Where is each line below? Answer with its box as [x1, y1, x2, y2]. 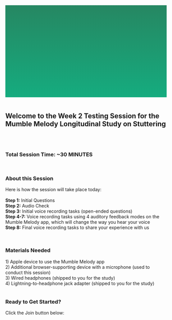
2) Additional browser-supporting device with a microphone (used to [5, 264, 150, 270]
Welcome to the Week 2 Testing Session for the [5, 112, 160, 121]
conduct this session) [5, 269, 51, 276]
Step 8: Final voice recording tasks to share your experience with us [5, 224, 149, 231]
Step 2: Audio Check [5, 203, 50, 209]
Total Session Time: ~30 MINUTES [5, 151, 93, 158]
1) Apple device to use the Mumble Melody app [5, 258, 105, 265]
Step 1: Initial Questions [5, 197, 55, 203]
